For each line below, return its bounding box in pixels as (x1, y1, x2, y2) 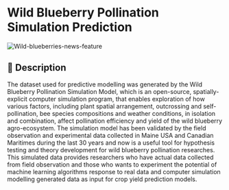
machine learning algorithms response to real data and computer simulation (7, 167, 221, 176)
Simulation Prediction (7, 19, 132, 35)
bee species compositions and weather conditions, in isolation (39, 109, 216, 117)
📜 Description (7, 62, 67, 73)
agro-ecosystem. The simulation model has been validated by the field (7, 123, 206, 132)
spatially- (193, 87, 219, 95)
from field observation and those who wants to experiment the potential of (7, 160, 217, 169)
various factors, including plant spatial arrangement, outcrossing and (7, 102, 202, 110)
